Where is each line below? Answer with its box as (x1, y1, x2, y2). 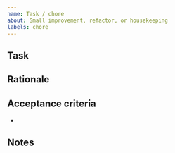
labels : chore (7, 23, 49, 30)
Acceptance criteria (7, 97, 96, 109)
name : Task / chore (7, 10, 65, 18)
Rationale (7, 73, 50, 85)
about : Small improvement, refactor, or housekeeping (7, 17, 169, 24)
